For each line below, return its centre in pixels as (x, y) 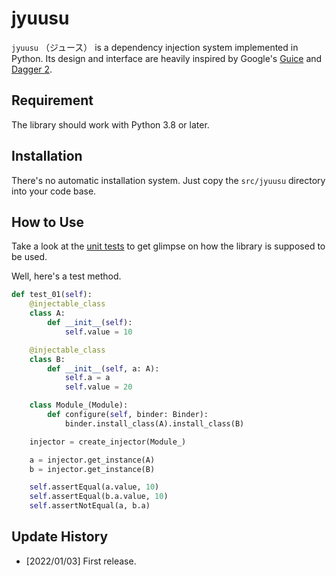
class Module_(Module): (79, 405)
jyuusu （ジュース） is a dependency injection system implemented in (155, 47)
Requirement (52, 100)
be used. (29, 257)
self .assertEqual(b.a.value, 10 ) (99, 497)
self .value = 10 (98, 332)
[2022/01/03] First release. (81, 561)
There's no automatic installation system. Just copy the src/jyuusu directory (168, 180)
